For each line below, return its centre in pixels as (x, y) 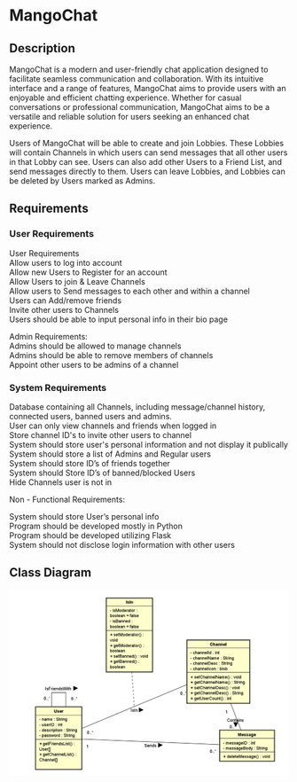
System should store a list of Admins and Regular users (110, 454)
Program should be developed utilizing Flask (90, 535)
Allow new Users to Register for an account (88, 272)
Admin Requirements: (49, 336)
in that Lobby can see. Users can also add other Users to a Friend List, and (145, 162)
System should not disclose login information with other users (122, 544)
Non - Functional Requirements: (67, 499)
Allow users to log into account (66, 262)
